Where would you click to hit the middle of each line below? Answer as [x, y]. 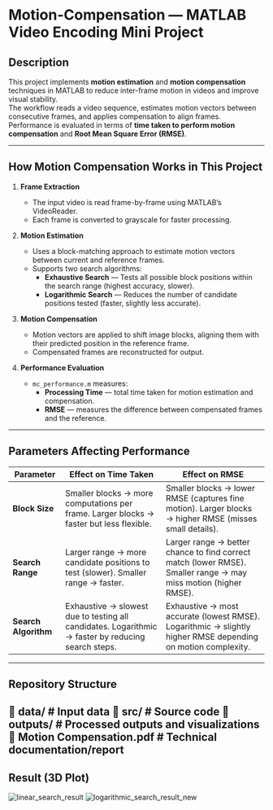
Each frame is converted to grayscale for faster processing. [132, 219]
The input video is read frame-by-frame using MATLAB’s [127, 202]
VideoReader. [55, 211]
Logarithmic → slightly [208, 626]
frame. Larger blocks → [110, 513]
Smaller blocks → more [109, 493]
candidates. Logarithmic [111, 626]
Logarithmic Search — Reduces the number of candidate [141, 294]
